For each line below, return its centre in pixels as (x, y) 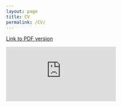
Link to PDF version (30, 39)
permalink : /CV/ (26, 22)
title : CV (18, 17)
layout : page (22, 11)
